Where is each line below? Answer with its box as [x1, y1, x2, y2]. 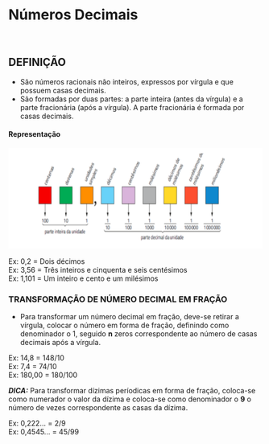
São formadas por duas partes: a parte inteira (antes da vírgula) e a [19, 94, 243, 104]
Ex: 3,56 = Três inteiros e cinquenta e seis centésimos [8, 265, 188, 274]
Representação [8, 129, 61, 139]
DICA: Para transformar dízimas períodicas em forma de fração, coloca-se [8, 386, 256, 396]
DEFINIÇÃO [8, 55, 66, 69]
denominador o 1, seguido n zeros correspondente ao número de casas [19, 329, 258, 339]
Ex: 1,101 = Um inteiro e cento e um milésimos [8, 273, 159, 283]
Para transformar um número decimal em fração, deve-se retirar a [19, 312, 239, 322]
